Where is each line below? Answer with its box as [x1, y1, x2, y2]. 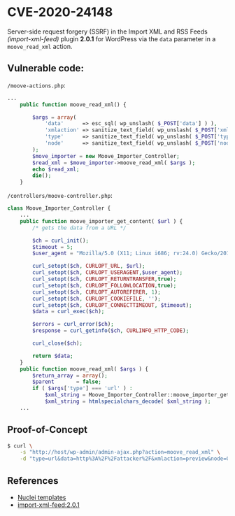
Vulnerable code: [7, 62, 84, 74]
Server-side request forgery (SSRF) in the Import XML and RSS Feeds [7, 27, 208, 36]
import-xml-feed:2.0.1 [17, 501, 80, 509]
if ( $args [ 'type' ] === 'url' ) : [32, 385, 133, 392]
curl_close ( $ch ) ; [32, 340, 83, 347]
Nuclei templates [17, 494, 66, 501]
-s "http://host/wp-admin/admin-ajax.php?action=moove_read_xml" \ [20, 449, 220, 456]
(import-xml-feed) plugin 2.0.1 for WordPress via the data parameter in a [7, 34, 216, 43]
